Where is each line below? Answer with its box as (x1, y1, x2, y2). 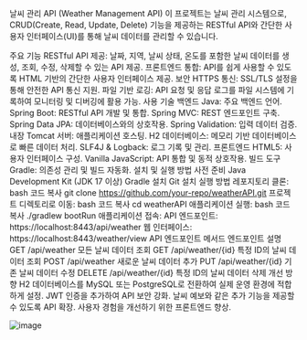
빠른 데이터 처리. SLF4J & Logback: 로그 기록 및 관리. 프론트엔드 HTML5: (18, 142, 283, 153)
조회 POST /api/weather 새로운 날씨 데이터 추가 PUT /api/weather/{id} (26, 256, 283, 267)
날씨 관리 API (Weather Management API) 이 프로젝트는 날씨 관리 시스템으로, (9, 8, 288, 18)
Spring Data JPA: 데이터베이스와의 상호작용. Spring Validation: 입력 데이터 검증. (9, 119, 298, 130)
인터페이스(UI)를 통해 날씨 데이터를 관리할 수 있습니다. (26, 31, 219, 41)
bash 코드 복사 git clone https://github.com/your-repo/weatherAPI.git (9, 187, 267, 198)
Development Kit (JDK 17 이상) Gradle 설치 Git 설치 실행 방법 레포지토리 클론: (9, 176, 290, 186)
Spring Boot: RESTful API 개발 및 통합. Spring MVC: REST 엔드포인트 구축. (9, 108, 281, 118)
